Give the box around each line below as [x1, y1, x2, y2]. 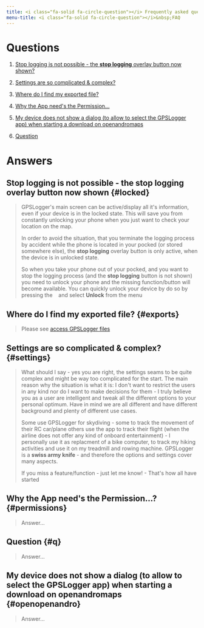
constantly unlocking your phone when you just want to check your [21, 216, 190, 224]
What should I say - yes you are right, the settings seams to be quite [21, 369, 192, 376]
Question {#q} [6, 537, 62, 547]
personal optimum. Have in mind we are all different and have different [21, 401, 197, 408]
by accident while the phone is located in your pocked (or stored [21, 241, 183, 248]
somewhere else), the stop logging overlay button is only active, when [21, 247, 198, 255]
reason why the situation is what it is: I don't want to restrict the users [21, 381, 195, 389]
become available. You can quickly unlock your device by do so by [21, 285, 188, 292]
